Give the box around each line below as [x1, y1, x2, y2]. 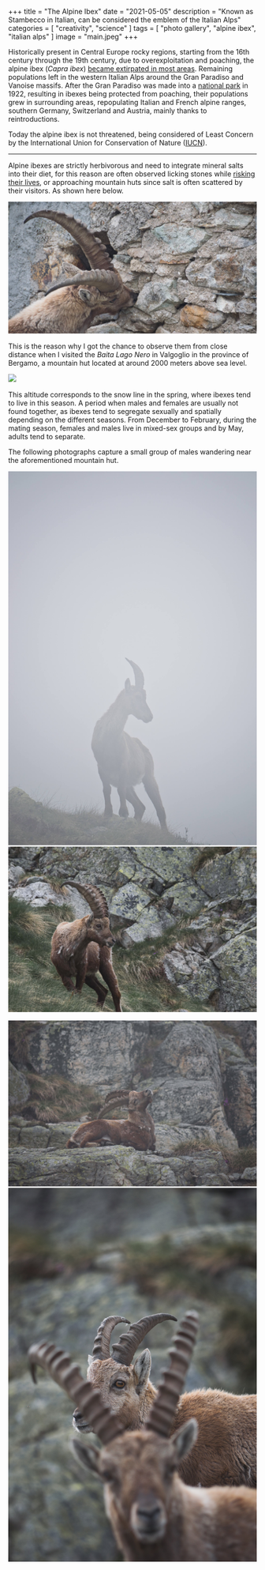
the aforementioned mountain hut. [8, 455, 119, 465]
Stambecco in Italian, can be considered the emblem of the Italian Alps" [8, 15, 241, 24]
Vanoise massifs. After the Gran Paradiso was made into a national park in [8, 81, 248, 90]
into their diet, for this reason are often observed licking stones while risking [8, 169, 256, 179]
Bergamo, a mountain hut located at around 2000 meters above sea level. [8, 358, 248, 367]
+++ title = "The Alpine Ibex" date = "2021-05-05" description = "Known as [8, 7, 254, 16]
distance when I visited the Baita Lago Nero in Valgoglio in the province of [8, 349, 249, 359]
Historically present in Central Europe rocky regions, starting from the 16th [8, 47, 250, 56]
